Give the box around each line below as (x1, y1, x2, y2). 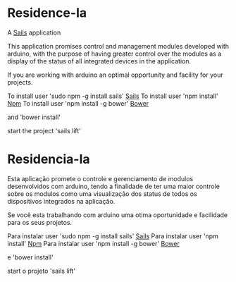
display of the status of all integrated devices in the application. (7, 56, 192, 65)
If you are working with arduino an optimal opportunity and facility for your (7, 70, 223, 79)
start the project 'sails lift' (7, 126, 81, 135)
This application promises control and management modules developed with (7, 42, 230, 50)
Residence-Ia (7, 5, 87, 21)
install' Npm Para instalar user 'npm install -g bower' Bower (7, 239, 180, 247)
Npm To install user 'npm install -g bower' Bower (7, 99, 149, 107)
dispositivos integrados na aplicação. (7, 197, 116, 205)
